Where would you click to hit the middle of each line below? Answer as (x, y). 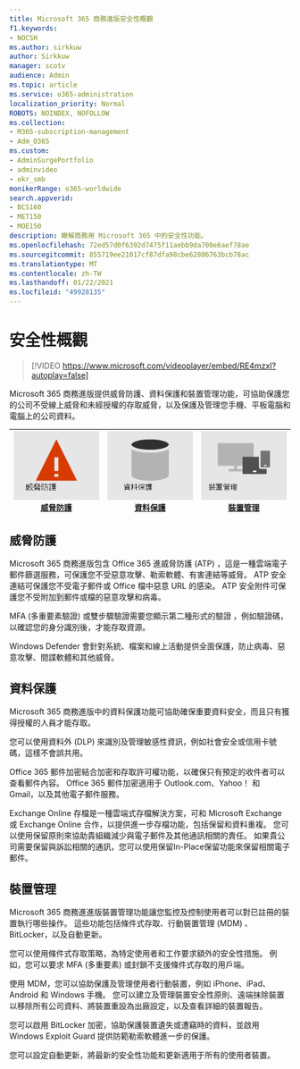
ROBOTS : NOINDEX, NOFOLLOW (59, 113)
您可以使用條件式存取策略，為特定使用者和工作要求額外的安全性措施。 (138, 953)
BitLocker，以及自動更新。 (58, 934)
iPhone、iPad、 (242, 983)
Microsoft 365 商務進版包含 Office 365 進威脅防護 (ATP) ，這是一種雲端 (141, 564)
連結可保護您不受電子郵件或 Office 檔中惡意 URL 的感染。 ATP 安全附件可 (144, 586)
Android (24, 994)
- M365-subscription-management (69, 132)
